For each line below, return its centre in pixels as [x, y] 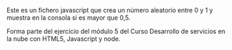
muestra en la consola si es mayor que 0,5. [69, 18]
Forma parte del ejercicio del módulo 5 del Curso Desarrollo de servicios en [116, 31]
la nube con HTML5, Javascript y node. [64, 39]
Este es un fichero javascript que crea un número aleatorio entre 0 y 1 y [110, 10]
